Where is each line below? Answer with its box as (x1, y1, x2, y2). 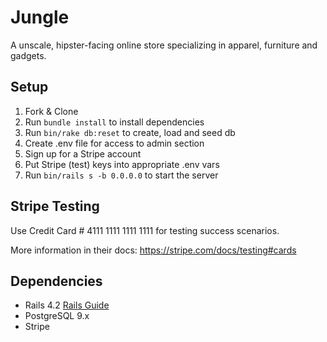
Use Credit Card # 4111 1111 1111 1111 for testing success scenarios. (10, 224, 280, 236)
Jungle (10, 6, 70, 29)
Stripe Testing (10, 198, 100, 215)
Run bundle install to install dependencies (24, 116, 205, 128)
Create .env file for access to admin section (24, 137, 205, 149)
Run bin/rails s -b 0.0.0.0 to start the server (24, 169, 219, 181)
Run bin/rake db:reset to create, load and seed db (24, 126, 236, 138)
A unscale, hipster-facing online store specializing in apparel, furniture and (10, 39, 318, 51)
